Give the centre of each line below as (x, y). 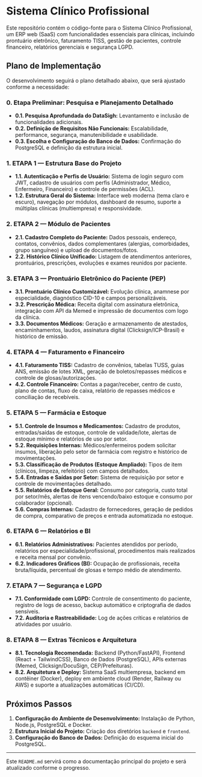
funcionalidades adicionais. (49, 122)
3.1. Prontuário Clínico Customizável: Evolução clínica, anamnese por (102, 291)
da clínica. (28, 317)
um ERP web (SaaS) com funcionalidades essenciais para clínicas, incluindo (100, 34)
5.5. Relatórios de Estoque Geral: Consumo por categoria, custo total (101, 490)
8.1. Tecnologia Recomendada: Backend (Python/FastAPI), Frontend (100, 653)
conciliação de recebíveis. (47, 397)
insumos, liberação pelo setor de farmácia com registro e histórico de (101, 451)
